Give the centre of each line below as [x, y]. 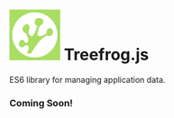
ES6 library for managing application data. [87, 79]
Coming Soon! [41, 103]
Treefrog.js [106, 55]
